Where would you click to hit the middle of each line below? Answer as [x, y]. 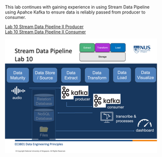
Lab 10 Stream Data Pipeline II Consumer [46, 32]
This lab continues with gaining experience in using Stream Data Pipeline [77, 7]
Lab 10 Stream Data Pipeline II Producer [44, 27]
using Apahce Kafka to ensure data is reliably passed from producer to [75, 12]
